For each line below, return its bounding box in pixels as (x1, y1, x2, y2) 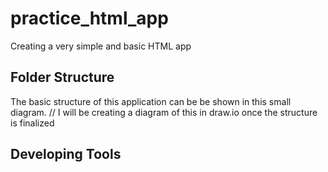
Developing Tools (10, 146, 122, 163)
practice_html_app (10, 7, 169, 30)
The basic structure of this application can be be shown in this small (10, 95, 292, 107)
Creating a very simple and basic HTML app (10, 40, 192, 52)
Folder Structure (10, 69, 115, 86)
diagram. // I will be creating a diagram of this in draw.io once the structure (10, 106, 318, 118)
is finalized (10, 117, 55, 129)
